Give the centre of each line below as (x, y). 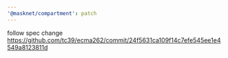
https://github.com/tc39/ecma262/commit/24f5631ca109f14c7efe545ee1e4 (114, 40)
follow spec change (35, 33)
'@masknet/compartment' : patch (52, 13)
